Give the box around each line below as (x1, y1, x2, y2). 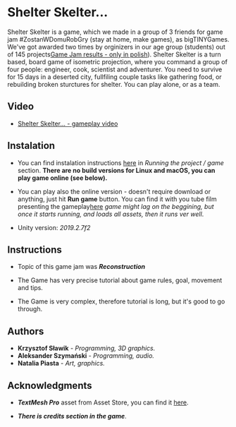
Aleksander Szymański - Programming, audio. (17, 351, 155, 360)
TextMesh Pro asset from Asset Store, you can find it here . (17, 398, 189, 407)
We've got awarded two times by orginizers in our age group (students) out (7, 42, 225, 51)
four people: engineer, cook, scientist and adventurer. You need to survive (7, 65, 223, 73)
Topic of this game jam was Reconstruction (17, 263, 146, 271)
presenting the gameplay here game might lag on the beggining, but (17, 202, 214, 210)
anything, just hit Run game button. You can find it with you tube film (17, 195, 217, 203)
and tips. (17, 284, 44, 292)
